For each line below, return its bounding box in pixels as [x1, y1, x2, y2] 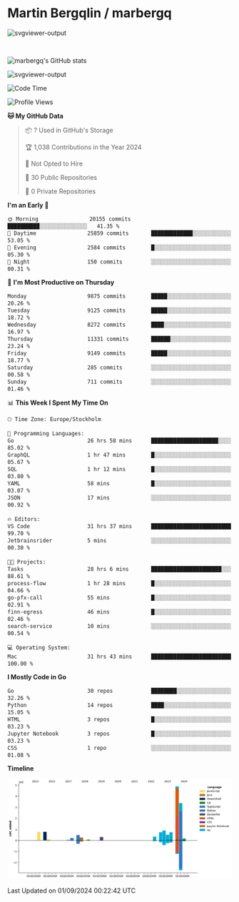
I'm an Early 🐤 [7, 201, 49, 209]
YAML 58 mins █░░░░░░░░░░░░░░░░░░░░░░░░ [7, 480, 232, 487]
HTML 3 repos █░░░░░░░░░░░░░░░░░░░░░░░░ [7, 716, 232, 723]
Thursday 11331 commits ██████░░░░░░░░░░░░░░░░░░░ [7, 335, 232, 343]
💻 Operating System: [7, 644, 71, 651]
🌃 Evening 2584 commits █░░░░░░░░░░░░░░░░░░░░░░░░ [7, 244, 232, 251]
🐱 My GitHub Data [7, 111, 64, 120]
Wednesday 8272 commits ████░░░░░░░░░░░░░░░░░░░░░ [7, 321, 232, 328]
